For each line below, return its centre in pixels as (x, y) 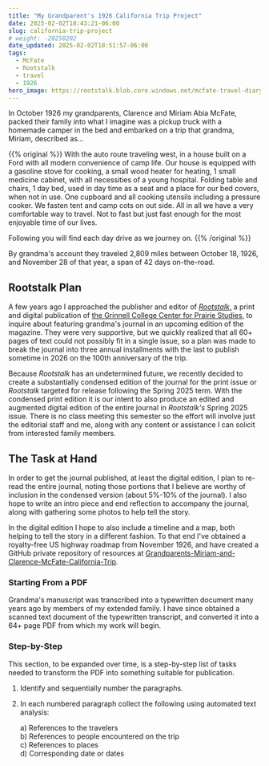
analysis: (34, 712)
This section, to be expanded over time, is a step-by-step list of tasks (122, 664)
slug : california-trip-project (60, 31)
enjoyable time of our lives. (53, 222)
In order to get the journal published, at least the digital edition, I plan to (126, 478)
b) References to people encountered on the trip (100, 736)
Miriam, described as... (46, 139)
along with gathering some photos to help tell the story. (99, 512)
